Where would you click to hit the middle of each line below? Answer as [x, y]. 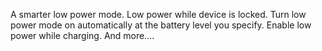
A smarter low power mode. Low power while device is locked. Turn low [158, 14]
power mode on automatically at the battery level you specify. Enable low [161, 25]
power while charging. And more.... [82, 35]
